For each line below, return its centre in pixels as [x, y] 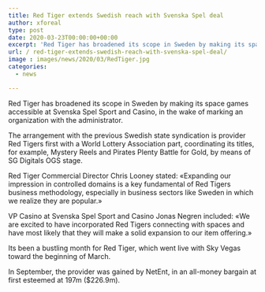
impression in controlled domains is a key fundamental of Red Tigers [119, 184]
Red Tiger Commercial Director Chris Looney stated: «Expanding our [119, 176]
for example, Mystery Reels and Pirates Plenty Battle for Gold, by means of [129, 152]
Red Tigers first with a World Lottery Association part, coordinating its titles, [131, 143]
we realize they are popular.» [55, 201]
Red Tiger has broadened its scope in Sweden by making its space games [129, 103]
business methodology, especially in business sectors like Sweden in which [131, 192]
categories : [28, 67]
